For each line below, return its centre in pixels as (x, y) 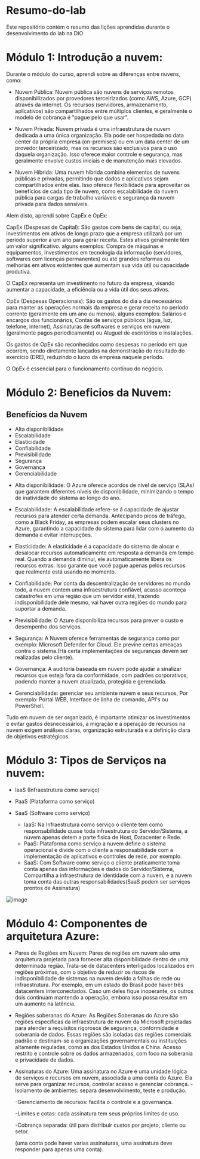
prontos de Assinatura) (52, 888)
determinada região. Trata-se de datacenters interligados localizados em (104, 965)
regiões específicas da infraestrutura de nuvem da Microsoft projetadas (103, 1022)
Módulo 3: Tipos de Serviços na (87, 761)
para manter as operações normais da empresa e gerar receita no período (97, 307)
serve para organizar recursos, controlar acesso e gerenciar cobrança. (102, 1084)
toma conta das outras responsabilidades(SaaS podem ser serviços (107, 881)
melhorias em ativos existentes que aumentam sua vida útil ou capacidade (98, 265)
